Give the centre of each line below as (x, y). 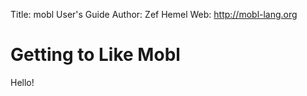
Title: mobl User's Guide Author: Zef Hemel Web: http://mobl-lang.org (154, 14)
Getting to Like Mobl (95, 55)
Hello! (22, 82)
